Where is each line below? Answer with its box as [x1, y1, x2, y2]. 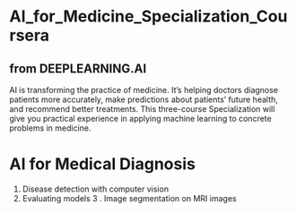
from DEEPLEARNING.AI [9, 61, 147, 76]
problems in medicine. [9, 123, 91, 133]
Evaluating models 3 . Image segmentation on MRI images [22, 192, 237, 203]
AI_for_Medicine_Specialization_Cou [9, 6, 288, 27]
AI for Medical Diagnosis [9, 154, 196, 175]
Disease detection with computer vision [22, 183, 169, 194]
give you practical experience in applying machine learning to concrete [9, 114, 272, 124]
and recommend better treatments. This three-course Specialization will [9, 104, 275, 114]
